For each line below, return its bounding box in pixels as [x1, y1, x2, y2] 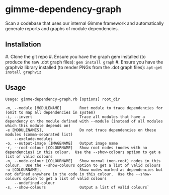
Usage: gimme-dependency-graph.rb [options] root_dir [5, 97, 121, 102]
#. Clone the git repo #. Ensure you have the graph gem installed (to [5, 53, 146, 59]
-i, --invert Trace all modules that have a [5, 114, 145, 119]
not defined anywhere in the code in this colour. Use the [5, 171, 134, 177]
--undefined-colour [14, 180, 55, 185]
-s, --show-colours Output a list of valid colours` [5, 185, 150, 190]
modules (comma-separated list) [5, 132, 73, 137]
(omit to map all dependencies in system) [5, 110, 96, 115]
